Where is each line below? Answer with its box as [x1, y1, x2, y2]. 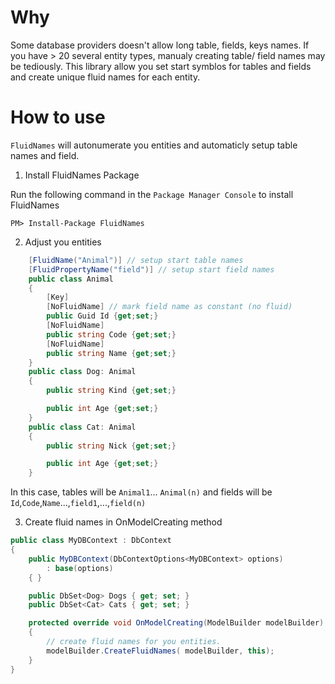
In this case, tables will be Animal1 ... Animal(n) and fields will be [10, 486, 273, 498]
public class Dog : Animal [28, 367, 137, 377]
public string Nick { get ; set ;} [46, 441, 177, 451]
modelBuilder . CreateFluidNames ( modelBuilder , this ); [46, 646, 275, 656]
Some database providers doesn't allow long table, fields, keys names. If [10, 39, 310, 51]
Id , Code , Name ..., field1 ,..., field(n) [10, 497, 147, 509]
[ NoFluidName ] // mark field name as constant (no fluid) [46, 302, 293, 312]
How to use [10, 106, 106, 129]
